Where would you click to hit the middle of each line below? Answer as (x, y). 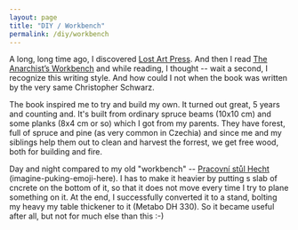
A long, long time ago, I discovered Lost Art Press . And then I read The (138, 59)
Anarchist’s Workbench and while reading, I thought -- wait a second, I (139, 68)
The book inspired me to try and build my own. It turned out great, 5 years (145, 105)
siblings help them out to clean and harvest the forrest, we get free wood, (144, 142)
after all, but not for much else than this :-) (87, 216)
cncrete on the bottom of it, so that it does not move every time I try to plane (149, 188)
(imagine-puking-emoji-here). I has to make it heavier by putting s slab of (143, 178)
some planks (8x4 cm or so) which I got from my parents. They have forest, (148, 123)
